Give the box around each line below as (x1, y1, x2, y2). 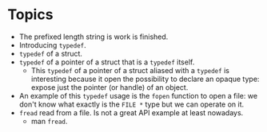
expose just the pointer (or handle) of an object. (30, 82, 189, 92)
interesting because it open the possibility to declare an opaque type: (30, 74, 260, 83)
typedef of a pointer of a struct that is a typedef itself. (18, 57, 195, 67)
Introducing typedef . (18, 40, 87, 49)
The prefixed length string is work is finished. (18, 32, 169, 41)
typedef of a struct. (18, 49, 83, 58)
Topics (7, 6, 54, 24)
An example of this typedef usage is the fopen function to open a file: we (18, 91, 257, 100)
